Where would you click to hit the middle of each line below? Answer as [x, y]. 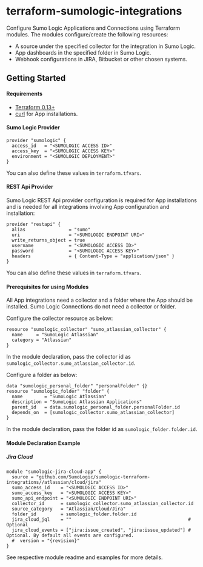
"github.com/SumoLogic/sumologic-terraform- [93, 477]
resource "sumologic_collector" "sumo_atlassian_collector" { [86, 330]
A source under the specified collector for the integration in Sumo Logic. [105, 46]
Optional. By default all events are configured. [70, 535]
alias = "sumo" [51, 229]
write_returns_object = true [48, 240]
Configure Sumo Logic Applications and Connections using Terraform [93, 28]
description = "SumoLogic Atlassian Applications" [77, 402]
